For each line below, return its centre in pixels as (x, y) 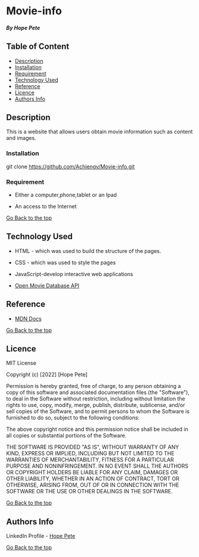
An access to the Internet (46, 206)
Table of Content (38, 47)
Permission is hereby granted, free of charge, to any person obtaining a (94, 386)
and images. (21, 138)
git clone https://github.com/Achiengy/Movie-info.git (70, 166)
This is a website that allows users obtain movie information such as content (99, 132)
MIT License (21, 363)
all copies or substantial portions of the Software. (66, 436)
